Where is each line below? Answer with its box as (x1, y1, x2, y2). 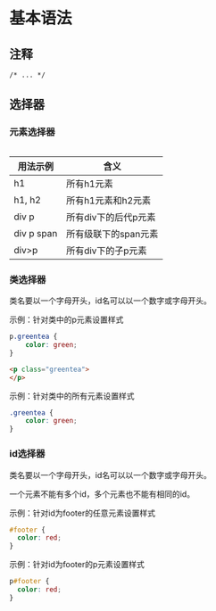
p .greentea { (9, 332, 58, 342)
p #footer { (9, 577, 50, 586)
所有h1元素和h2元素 (65, 194, 152, 206)
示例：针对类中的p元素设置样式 (9, 314, 124, 326)
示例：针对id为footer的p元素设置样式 (9, 559, 145, 570)
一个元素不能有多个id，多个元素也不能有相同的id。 (9, 488, 195, 500)
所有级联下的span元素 (65, 227, 159, 240)
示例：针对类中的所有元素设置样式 (9, 390, 135, 401)
